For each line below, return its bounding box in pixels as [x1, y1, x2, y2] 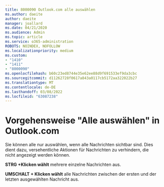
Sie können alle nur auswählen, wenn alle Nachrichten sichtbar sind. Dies [5, 142, 153, 148]
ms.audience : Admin [5, 30, 45, 35]
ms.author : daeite [5, 12, 43, 17]
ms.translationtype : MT [5, 80, 54, 85]
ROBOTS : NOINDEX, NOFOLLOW [5, 44, 60, 49]
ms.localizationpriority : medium [5, 48, 74, 53]
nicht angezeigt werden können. [5, 152, 70, 158]
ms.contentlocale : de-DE [5, 84, 56, 90]
